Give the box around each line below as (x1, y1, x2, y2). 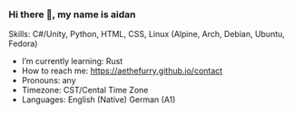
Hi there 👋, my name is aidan (8, 8, 136, 21)
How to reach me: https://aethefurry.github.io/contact (21, 65, 223, 76)
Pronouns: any (21, 75, 76, 86)
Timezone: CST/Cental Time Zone (21, 85, 149, 96)
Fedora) (8, 38, 38, 49)
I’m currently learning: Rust (21, 56, 123, 67)
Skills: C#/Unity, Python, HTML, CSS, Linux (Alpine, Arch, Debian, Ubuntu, (8, 29, 285, 40)
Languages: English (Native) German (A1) (21, 94, 176, 105)
